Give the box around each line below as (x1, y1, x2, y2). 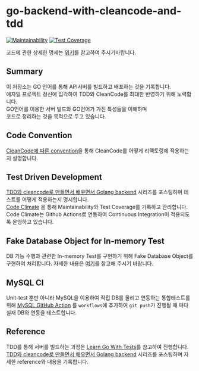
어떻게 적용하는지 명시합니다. (21, 196, 89, 203)
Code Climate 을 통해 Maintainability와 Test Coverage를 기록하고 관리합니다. (6, 204, 188, 211)
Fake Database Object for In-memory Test (6, 236, 165, 246)
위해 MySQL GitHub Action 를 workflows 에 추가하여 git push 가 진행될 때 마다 (6, 302, 189, 308)
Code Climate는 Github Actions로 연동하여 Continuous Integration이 (6, 211, 169, 218)
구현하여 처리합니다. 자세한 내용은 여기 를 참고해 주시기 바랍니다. (6, 260, 154, 267)
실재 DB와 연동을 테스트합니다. (6, 309, 77, 316)
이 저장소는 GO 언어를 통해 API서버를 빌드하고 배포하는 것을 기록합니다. (6, 83, 171, 90)
